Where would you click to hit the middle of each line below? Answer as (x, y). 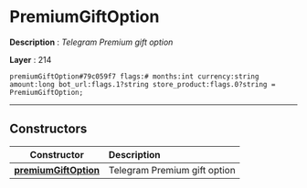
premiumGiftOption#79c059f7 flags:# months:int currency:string (134, 76)
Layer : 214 (31, 59)
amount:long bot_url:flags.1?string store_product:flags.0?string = (143, 84)
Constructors (48, 129)
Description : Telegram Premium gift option (91, 42)
